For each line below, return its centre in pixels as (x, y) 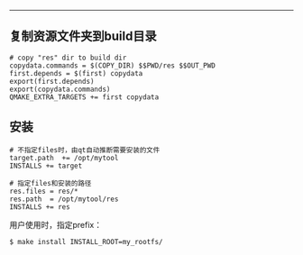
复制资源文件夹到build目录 (83, 36)
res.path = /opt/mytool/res (64, 199)
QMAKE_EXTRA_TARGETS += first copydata (84, 97)
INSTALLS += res (40, 207)
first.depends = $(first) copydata (76, 73)
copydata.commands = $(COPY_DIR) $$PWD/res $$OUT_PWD (113, 65)
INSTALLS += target (46, 166)
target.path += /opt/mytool (64, 158)
